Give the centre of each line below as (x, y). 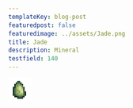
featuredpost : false (42, 25)
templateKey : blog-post (47, 17)
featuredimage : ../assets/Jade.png (67, 33)
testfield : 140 (33, 59)
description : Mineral (44, 50)
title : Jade (28, 42)
